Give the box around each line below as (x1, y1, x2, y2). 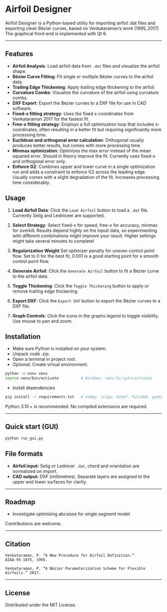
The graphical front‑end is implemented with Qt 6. (5, 30, 107, 36)
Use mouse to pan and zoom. (12, 318, 73, 324)
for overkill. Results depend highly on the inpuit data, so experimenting (12, 227, 158, 233)
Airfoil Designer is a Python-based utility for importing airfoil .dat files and (5, 20, 156, 26)
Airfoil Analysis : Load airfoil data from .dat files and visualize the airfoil (12, 63, 160, 69)
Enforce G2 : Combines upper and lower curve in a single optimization (12, 163, 156, 169)
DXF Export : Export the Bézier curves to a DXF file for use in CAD (12, 100, 147, 106)
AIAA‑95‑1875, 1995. (5, 557, 48, 563)
